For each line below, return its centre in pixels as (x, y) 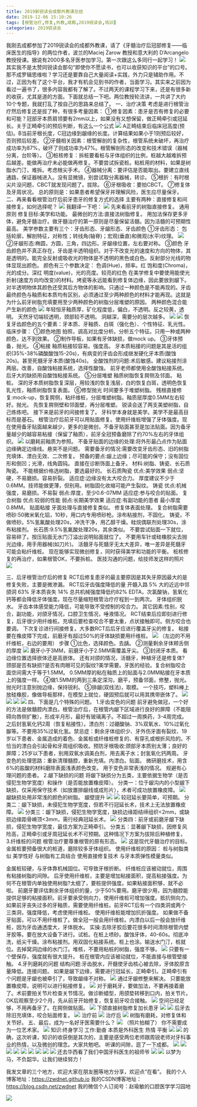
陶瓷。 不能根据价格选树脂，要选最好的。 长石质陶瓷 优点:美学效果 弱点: (93, 471)
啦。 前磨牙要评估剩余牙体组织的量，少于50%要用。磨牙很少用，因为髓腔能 (97, 890)
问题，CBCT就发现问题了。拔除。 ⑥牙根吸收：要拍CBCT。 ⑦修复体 (106, 185)
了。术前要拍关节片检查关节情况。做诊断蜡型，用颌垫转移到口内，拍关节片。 (98, 993)
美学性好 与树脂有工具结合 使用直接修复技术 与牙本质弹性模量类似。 (94, 856)
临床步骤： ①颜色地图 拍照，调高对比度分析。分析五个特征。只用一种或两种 (98, 332)
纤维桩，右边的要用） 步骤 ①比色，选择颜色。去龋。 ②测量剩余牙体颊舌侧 (98, 643)
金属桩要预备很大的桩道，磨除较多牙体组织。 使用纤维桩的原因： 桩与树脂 (95, 849)
